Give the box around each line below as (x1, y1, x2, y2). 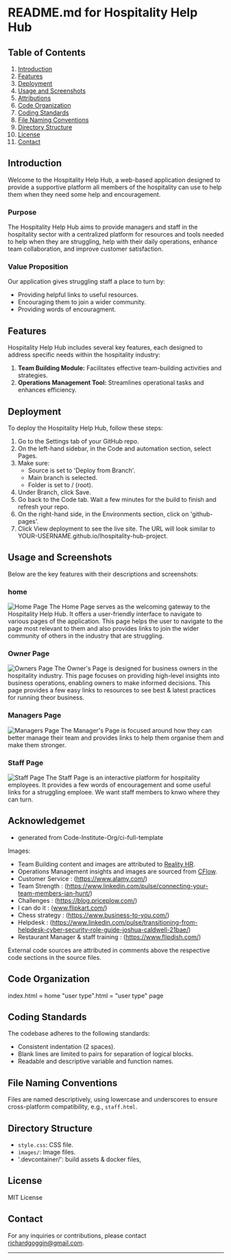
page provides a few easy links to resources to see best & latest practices (8, 686, 217, 694)
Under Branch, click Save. (17, 488, 92, 496)
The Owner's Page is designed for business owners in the (54, 664, 218, 673)
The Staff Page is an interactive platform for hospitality (45, 773, 201, 782)
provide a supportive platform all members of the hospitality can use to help (8, 183, 222, 191)
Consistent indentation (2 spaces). (17, 1043, 116, 1051)
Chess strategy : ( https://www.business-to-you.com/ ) (17, 910, 170, 919)
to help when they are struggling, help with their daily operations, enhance (8, 238, 218, 246)
